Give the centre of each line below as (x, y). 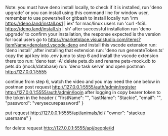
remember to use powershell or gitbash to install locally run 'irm (72, 18)
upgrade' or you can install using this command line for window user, (77, 13)
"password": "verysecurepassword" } (45, 103)
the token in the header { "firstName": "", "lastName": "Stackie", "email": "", (83, 98)
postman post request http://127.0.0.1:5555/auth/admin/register (71, 87)
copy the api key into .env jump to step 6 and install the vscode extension (82, 56)
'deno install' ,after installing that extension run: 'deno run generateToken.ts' (85, 50)
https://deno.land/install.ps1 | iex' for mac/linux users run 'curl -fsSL (76, 23)
